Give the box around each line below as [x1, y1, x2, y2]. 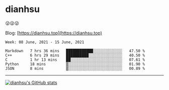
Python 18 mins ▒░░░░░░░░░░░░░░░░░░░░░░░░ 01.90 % [5, 61, 145, 66]
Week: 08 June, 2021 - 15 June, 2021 [5, 39, 84, 45]
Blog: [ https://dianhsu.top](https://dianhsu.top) [5, 30, 102, 36]
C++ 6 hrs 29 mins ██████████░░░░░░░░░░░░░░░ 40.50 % [5, 53, 145, 58]
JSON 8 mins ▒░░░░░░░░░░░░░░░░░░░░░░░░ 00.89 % [5, 66, 145, 71]
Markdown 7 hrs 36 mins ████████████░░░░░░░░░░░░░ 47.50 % [5, 48, 145, 53]
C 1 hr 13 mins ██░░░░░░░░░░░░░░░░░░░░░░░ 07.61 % [5, 57, 145, 62]
